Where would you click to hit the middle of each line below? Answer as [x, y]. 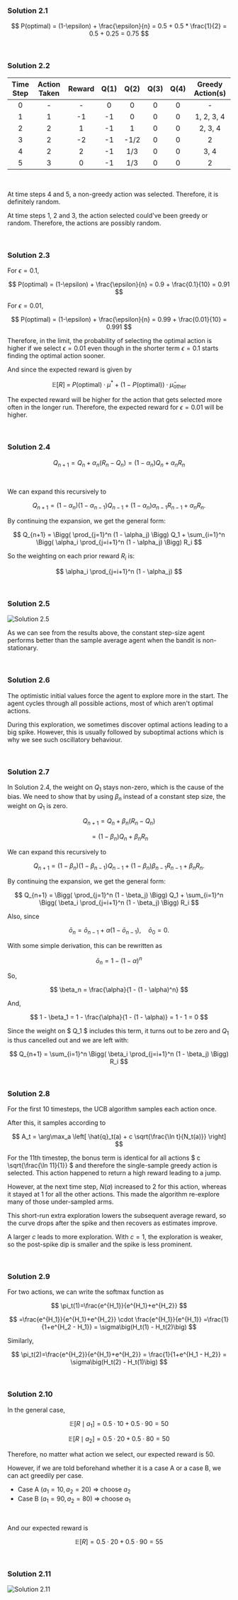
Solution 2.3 [29, 255]
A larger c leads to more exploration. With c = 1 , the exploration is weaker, [115, 1237]
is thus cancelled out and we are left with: [68, 1040]
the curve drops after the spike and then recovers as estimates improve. [112, 1223]
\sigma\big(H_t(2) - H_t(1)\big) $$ [119, 1362]
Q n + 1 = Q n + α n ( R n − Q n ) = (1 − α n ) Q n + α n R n [119, 463]
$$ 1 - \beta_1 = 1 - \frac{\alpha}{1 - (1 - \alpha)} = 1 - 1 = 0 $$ [119, 1017]
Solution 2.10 [30, 1394]
